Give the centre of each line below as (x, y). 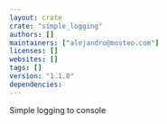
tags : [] (26, 68)
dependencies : (36, 84)
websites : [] (34, 59)
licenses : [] (34, 51)
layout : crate (36, 18)
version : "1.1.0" (42, 76)
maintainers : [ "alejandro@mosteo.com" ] (84, 43)
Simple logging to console (58, 110)
